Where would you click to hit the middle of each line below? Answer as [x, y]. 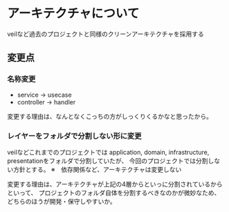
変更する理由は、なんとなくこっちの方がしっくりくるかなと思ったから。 [110, 116]
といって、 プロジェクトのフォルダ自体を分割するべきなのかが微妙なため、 [114, 193]
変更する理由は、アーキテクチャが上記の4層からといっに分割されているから [115, 184]
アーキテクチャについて [73, 13]
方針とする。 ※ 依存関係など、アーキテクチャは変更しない [97, 169]
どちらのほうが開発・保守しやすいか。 [62, 201]
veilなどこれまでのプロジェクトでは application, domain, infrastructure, [108, 152]
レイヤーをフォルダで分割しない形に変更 [74, 136]
